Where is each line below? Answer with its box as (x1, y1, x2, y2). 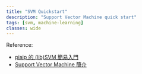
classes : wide (6, 25, 42, 31)
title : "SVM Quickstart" (6, 8, 68, 15)
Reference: (6, 41, 33, 49)
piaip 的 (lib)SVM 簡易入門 (14, 54, 79, 61)
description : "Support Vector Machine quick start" (6, 14, 137, 20)
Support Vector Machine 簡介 (14, 61, 87, 68)
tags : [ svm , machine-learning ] (6, 20, 84, 25)
